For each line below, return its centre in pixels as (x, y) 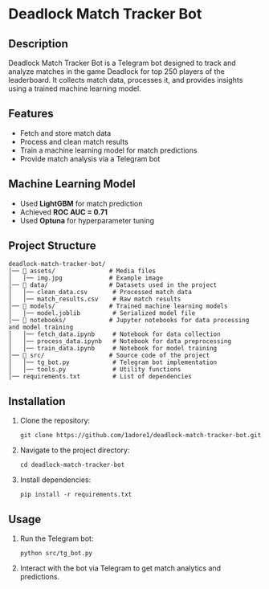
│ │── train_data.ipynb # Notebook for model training (113, 349)
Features (31, 114)
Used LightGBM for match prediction (81, 203)
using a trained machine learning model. (75, 88)
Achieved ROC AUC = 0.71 (64, 212)
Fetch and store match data (65, 133)
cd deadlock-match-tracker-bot (72, 465)
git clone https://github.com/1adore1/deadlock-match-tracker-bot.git (141, 436)
